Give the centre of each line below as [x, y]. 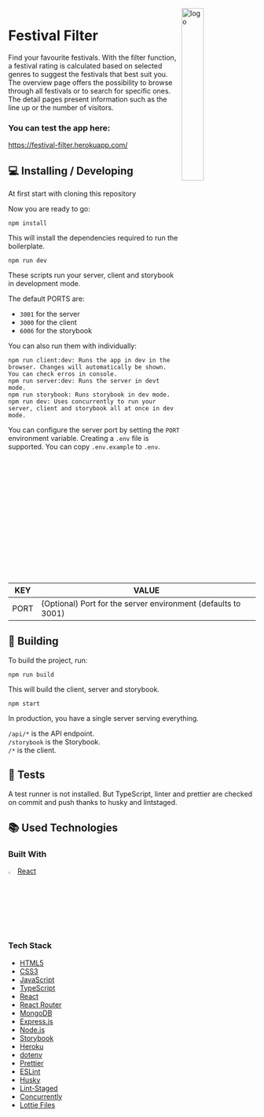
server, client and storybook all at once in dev [91, 409]
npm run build [31, 674]
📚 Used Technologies [63, 828]
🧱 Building [33, 641]
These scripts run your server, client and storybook [91, 275]
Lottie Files [37, 1104]
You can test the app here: [59, 127]
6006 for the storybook [56, 331]
